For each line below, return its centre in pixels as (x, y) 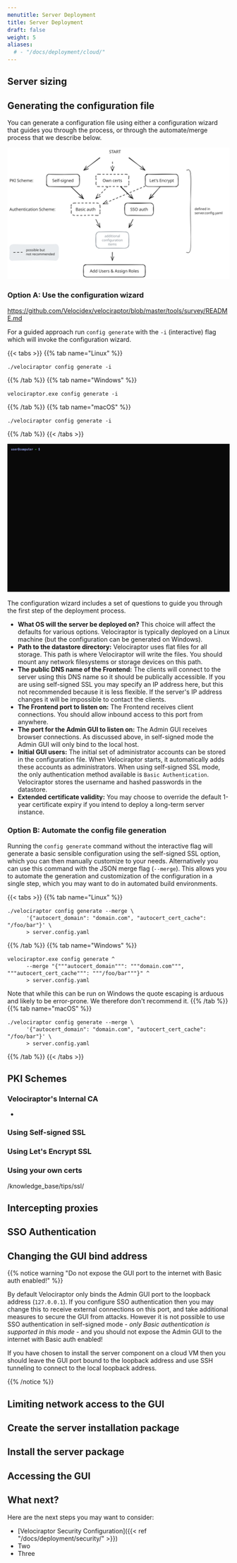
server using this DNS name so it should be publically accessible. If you (121, 677)
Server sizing (37, 82)
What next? (33, 1500)
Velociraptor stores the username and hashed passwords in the (110, 782)
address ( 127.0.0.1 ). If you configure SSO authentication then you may (110, 1302)
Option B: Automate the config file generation (87, 830)
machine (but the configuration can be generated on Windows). (110, 639)
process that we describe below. (55, 138)
